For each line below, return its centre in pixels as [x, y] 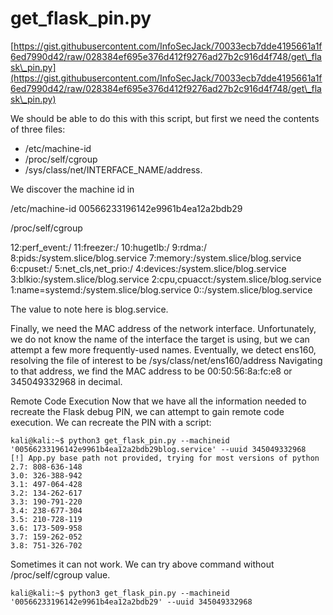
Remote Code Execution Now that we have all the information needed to [158, 401]
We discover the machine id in [72, 189]
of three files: [38, 129]
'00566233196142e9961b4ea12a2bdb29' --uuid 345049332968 [131, 602]
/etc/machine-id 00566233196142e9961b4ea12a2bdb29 [126, 208]
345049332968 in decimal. [66, 381]
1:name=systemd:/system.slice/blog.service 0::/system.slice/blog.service [161, 289]
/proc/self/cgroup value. [60, 574]
